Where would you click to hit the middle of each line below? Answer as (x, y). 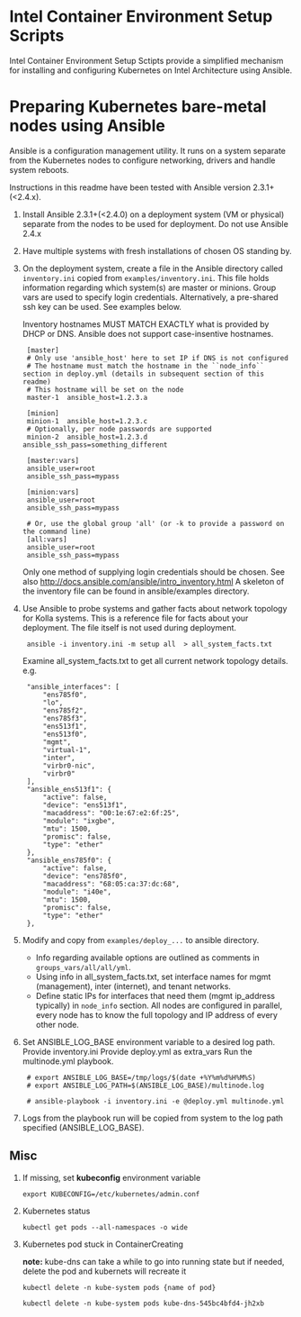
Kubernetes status (56, 1211)
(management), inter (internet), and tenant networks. (133, 986)
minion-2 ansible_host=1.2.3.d (87, 437)
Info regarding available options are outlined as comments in (148, 958)
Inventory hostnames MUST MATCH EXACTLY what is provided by (146, 324)
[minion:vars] (53, 492)
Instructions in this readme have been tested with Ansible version (130, 187)
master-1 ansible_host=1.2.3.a (87, 397)
